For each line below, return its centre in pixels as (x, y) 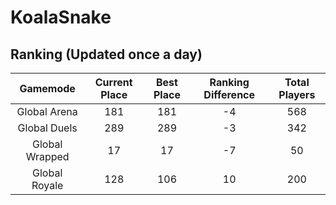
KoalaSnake (61, 17)
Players (297, 94)
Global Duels (47, 128)
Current (113, 82)
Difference (229, 94)
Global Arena (47, 111)
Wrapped (47, 156)
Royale (47, 185)
